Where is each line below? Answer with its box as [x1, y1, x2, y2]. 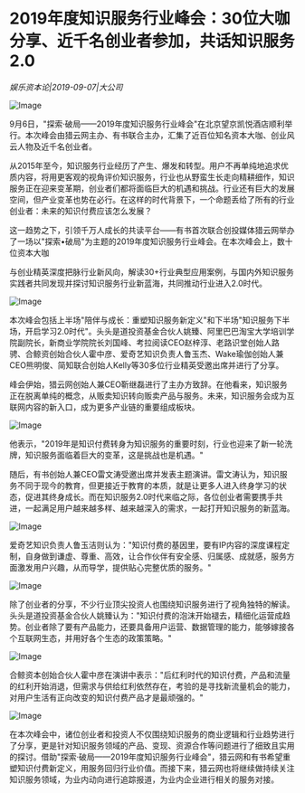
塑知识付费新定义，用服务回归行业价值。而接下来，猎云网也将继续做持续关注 [9, 762, 295, 773]
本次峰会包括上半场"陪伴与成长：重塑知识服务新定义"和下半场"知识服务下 [9, 314, 282, 326]
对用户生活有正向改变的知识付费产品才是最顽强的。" [9, 692, 204, 703]
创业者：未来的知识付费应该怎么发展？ [9, 205, 152, 216]
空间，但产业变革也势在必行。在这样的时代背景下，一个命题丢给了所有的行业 [9, 194, 295, 204]
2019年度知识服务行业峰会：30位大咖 [9, 8, 291, 29]
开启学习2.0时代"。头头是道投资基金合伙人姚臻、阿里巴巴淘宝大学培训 [24, 326, 287, 336]
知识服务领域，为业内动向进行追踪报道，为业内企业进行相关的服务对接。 [9, 774, 279, 785]
